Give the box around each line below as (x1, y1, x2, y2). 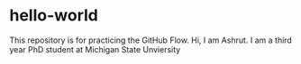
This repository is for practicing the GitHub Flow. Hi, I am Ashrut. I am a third (9, 35, 293, 45)
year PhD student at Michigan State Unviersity (9, 44, 181, 54)
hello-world (9, 5, 99, 26)
